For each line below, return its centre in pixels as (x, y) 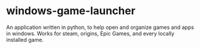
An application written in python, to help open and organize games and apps (100, 27)
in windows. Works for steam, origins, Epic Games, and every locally (90, 33)
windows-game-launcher (71, 11)
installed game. (25, 40)
